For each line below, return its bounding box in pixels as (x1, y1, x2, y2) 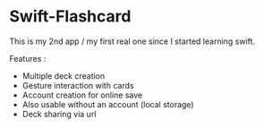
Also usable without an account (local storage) (21, 98, 194, 109)
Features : (9, 53, 47, 64)
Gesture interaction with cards (21, 80, 134, 90)
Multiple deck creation (21, 70, 106, 81)
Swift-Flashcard (9, 6, 132, 27)
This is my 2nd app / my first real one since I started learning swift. (9, 36, 256, 47)
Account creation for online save (21, 90, 143, 100)
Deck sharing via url (21, 108, 97, 119)
